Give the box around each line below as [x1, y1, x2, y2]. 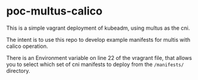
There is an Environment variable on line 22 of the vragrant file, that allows [6, 54, 193, 61]
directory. [6, 67, 30, 74]
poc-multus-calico [6, 4, 103, 18]
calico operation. [6, 42, 48, 50]
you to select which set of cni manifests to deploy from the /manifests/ [6, 61, 184, 68]
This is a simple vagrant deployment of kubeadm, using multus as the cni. [6, 24, 190, 32]
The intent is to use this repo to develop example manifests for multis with [6, 36, 191, 43]
